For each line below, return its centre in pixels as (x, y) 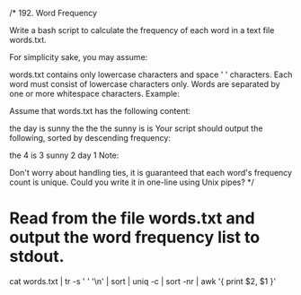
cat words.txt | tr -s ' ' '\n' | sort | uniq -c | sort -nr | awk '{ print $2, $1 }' (143, 281)
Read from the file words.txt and (132, 218)
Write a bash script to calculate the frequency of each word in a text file (142, 30)
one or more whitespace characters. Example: (94, 94)
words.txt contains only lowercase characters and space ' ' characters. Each (151, 74)
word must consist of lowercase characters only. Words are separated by (145, 84)
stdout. (37, 257)
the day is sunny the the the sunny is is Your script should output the (136, 128)
